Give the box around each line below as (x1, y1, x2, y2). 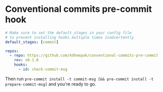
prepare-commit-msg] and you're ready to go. (5, 81, 97, 87)
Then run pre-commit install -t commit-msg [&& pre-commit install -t (5, 76, 154, 82)
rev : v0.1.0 (14, 58, 39, 63)
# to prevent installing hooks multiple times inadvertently (5, 35, 134, 40)
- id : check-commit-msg (18, 67, 68, 72)
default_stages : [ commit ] (5, 40, 58, 45)
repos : (5, 48, 19, 53)
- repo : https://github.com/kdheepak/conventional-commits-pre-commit (9, 53, 159, 58)
